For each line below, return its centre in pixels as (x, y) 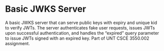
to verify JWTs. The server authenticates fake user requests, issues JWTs (80, 27)
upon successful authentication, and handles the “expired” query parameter (82, 33)
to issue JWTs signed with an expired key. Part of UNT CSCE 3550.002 (77, 38)
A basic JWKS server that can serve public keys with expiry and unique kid (81, 23)
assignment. (18, 43)
